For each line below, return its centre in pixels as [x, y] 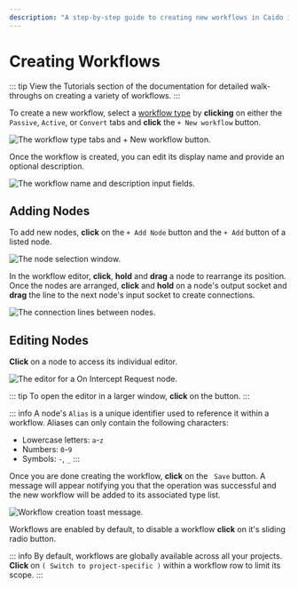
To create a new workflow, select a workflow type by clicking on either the [145, 113]
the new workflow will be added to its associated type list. [115, 495]
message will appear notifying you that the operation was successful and [143, 486]
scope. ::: [26, 575]
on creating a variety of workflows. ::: [112, 95]
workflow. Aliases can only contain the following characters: [119, 423]
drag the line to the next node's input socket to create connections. [132, 295]
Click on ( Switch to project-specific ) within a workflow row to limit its [145, 566]
